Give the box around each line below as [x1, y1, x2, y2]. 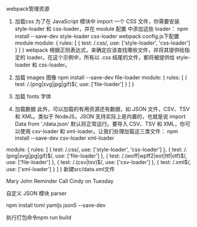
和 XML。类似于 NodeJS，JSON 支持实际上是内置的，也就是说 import [14, 113, 186, 120]
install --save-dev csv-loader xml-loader [14, 134, 115, 141]
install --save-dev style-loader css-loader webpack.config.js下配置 [14, 33, 180, 40]
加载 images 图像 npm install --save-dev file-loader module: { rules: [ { [14, 74, 188, 81]
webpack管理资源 [6, 5, 50, 12]
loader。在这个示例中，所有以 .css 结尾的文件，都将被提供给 [26, 54, 175, 61]
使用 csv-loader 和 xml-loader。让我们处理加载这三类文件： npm [20, 128, 179, 135]
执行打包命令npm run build [6, 214, 72, 221]
